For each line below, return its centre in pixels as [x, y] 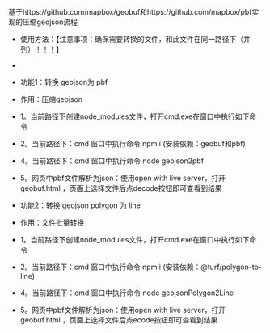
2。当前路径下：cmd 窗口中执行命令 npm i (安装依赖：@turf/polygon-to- [141, 267]
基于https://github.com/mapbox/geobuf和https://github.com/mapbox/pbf [130, 12]
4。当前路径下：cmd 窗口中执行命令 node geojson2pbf [112, 161]
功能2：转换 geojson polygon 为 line [80, 205]
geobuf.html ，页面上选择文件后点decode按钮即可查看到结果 [121, 188]
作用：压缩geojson [51, 99]
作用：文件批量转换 [52, 222]
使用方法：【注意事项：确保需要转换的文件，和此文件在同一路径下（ [132, 39]
